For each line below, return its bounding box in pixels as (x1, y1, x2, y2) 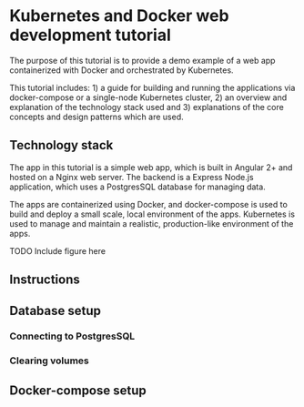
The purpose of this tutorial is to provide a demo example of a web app (9, 55, 276, 66)
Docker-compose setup (9, 382, 147, 398)
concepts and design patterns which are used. (9, 111, 184, 122)
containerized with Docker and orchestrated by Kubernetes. (9, 65, 234, 76)
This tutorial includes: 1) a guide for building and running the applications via (9, 82, 296, 93)
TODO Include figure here (9, 245, 106, 256)
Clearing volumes (9, 354, 89, 367)
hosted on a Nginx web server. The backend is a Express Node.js (9, 171, 254, 182)
